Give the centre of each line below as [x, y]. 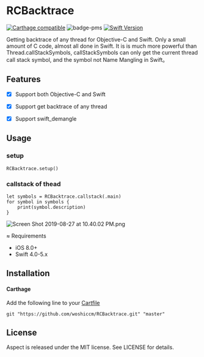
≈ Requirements [27, 236]
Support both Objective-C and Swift [60, 94]
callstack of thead [34, 184]
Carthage [19, 289]
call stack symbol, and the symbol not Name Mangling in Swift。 [87, 59]
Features [24, 79]
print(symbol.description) [52, 207]
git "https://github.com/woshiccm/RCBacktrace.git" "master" [86, 314]
